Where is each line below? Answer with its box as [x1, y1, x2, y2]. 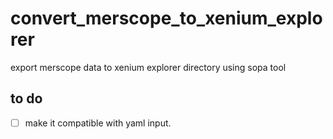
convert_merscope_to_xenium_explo [10, 7, 323, 30]
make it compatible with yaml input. [24, 117, 172, 129]
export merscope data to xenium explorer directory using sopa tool [10, 61, 287, 73]
